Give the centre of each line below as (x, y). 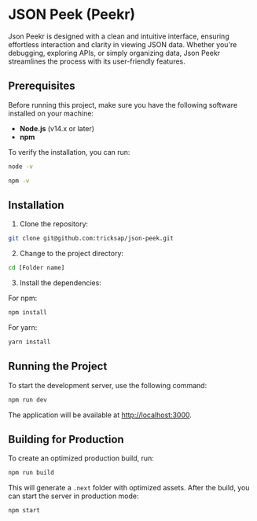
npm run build (31, 473)
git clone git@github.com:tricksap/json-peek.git (91, 238)
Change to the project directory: (72, 254)
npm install (28, 313)
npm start (24, 511)
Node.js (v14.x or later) (57, 128)
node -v (21, 167)
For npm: (23, 298)
